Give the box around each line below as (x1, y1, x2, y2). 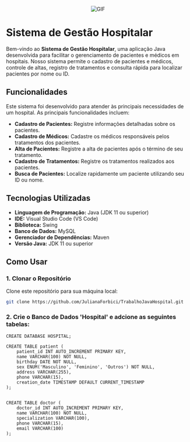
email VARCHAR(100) (16, 426, 64, 431)
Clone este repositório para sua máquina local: (6, 287, 118, 295)
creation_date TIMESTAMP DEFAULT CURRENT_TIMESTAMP (16, 379, 145, 386)
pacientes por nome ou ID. (6, 70, 70, 77)
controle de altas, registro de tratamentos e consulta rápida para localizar (6, 64, 182, 71)
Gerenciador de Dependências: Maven (14, 234, 110, 241)
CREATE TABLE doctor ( (6, 400, 61, 406)
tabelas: (6, 320, 30, 328)
